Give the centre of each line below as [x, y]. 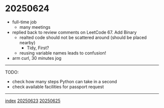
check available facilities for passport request [58, 87]
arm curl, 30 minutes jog [37, 58]
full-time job [24, 22]
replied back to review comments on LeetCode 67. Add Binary [74, 32]
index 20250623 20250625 [33, 101]
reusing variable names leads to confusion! [63, 53]
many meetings [35, 27]
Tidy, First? [38, 48]
